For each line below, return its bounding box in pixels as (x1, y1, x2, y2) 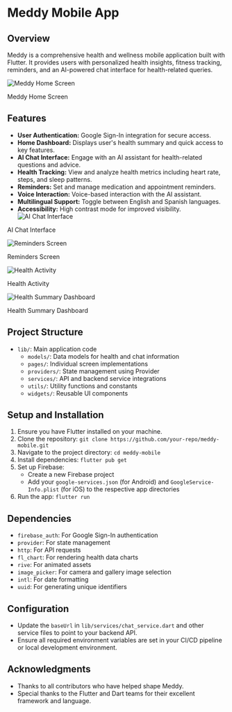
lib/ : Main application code (17, 345, 97, 353)
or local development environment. (17, 643, 117, 652)
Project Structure (7, 326, 83, 338)
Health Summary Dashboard (7, 306, 89, 314)
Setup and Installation (7, 409, 104, 421)
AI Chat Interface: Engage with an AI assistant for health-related (17, 153, 203, 161)
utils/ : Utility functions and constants (27, 382, 138, 390)
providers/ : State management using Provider (27, 366, 160, 375)
